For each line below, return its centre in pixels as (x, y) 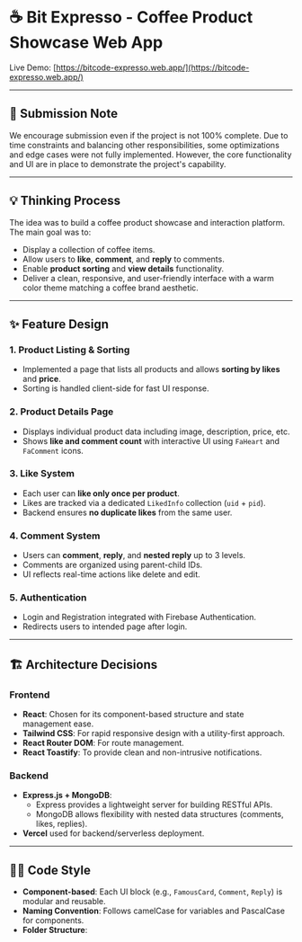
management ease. (58, 724)
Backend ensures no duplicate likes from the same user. (127, 512)
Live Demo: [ (33, 67)
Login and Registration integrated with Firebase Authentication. (139, 618)
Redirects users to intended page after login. (105, 627)
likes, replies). (62, 824)
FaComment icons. (53, 450)
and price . (41, 379)
